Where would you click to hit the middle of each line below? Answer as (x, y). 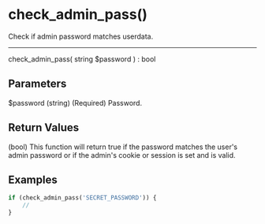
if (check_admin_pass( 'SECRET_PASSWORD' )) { (82, 198)
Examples (33, 179)
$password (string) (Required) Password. (75, 103)
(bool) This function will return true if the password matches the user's (123, 147)
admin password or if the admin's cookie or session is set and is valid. (122, 155)
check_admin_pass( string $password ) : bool (82, 59)
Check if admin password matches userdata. (81, 36)
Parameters (37, 84)
